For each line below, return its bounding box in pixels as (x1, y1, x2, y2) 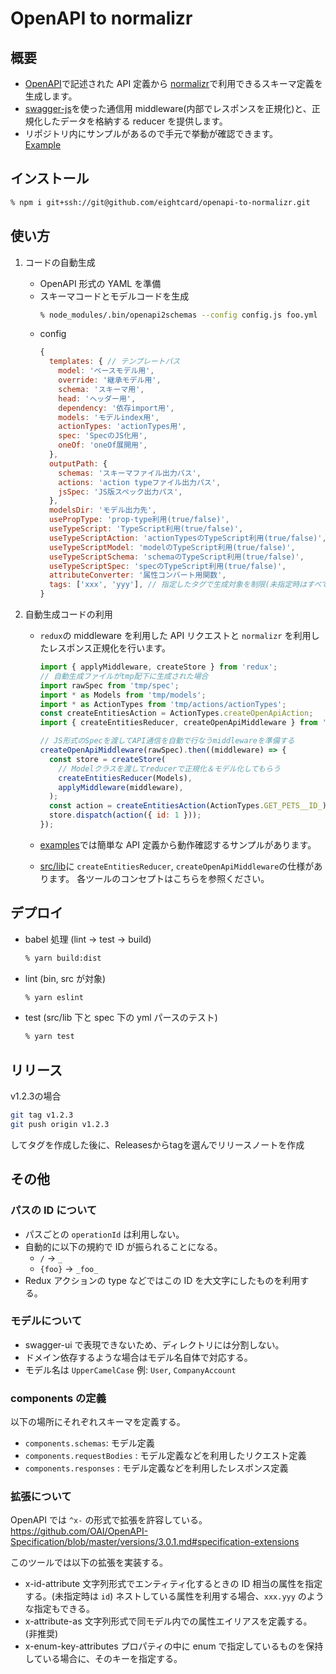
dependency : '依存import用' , (58, 403, 175, 413)
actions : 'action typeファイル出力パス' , (58, 477, 222, 487)
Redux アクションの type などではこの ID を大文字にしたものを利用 (24, 1274, 301, 1286)
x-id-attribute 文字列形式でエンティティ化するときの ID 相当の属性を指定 (24, 1578, 323, 1590)
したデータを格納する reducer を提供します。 (42, 115, 228, 127)
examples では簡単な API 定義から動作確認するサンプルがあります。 (39, 838, 317, 851)
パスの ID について (10, 1203, 98, 1217)
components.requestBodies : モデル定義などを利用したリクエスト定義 (24, 1450, 307, 1462)
